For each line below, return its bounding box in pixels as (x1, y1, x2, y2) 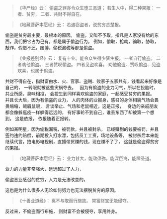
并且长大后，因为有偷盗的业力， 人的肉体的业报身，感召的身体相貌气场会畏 (5, 97, 159, 103)
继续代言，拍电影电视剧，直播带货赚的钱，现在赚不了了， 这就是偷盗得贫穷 (5, 139, 159, 144)
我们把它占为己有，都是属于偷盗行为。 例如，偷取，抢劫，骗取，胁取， (13, 38, 159, 44)
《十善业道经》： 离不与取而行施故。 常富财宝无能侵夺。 (17, 198, 131, 204)
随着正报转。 (46, 115, 73, 121)
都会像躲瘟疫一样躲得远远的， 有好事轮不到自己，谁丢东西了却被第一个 (5, 109, 150, 115)
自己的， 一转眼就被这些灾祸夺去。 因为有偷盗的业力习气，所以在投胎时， (5, 85, 158, 90)
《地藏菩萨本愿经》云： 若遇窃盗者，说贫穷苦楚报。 (17, 22, 123, 27)
